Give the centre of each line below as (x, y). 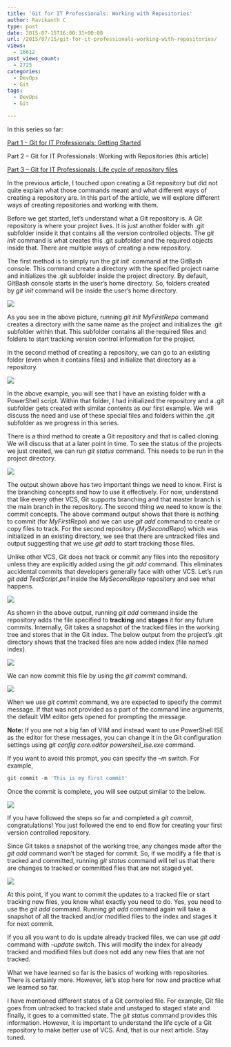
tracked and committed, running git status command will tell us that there (111, 860)
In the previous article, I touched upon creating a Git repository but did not (113, 183)
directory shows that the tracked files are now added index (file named (108, 642)
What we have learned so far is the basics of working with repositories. (108, 972)
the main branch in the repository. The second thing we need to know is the (114, 506)
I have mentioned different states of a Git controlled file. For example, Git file (115, 1001)
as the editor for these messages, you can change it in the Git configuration (114, 737)
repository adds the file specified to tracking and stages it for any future (110, 620)
